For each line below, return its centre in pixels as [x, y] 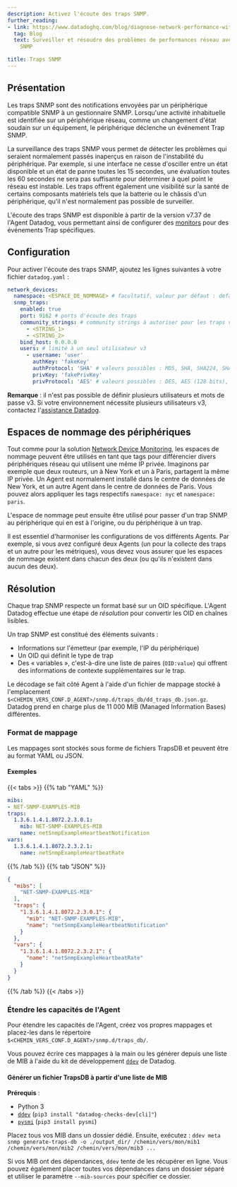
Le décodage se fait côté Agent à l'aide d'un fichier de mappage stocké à [114, 684]
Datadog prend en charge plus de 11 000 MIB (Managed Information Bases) [117, 707]
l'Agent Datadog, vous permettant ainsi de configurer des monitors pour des [118, 222]
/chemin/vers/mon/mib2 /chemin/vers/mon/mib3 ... [82, 1148]
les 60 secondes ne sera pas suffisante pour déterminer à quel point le [110, 179]
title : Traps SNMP [34, 60]
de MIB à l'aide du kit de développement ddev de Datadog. [92, 1061]
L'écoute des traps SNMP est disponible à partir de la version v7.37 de [109, 215]
